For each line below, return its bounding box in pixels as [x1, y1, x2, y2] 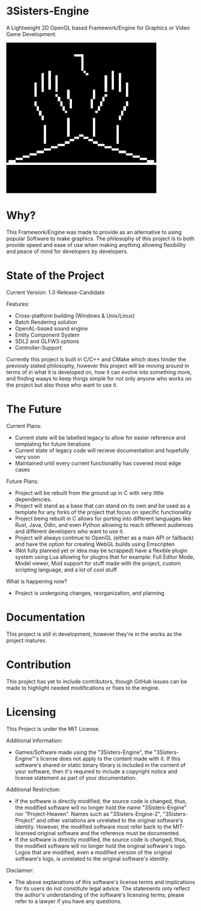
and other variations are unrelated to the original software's [36, 816, 183, 824]
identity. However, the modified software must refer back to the [14, 823, 172, 830]
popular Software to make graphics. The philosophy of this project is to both [6, 235, 195, 242]
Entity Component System [14, 331, 80, 338]
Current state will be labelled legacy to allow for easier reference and [14, 434, 186, 441]
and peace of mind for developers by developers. [6, 247, 128, 255]
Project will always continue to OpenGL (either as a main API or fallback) [14, 534, 194, 541]
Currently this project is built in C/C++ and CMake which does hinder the [6, 355, 187, 362]
